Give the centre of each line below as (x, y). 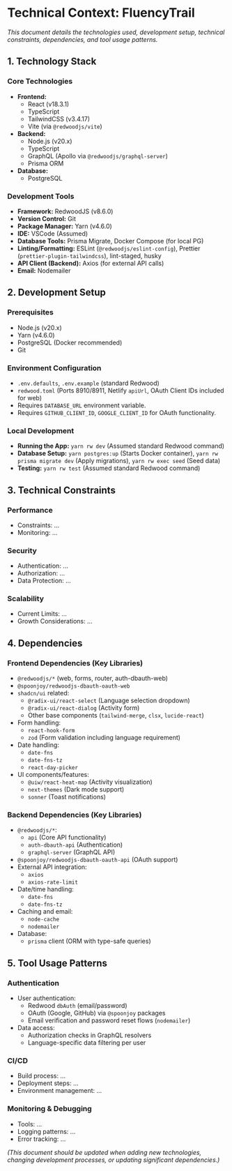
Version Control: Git (47, 218)
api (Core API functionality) (67, 838)
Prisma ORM (46, 163)
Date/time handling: (46, 889)
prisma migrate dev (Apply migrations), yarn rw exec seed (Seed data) (119, 461)
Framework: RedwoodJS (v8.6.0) (65, 211)
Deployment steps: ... (48, 1083)
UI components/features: (53, 775)
